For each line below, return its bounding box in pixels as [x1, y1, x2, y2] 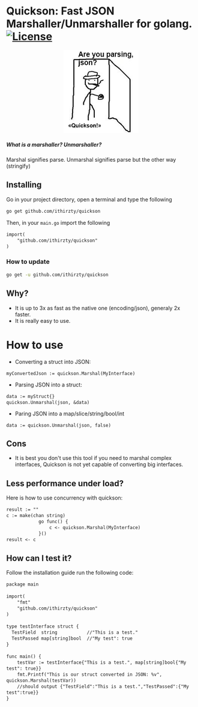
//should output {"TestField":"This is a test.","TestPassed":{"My [17, 684, 189, 690]
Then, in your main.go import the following [6, 219, 110, 226]
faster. [14, 311, 31, 318]
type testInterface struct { [6, 623, 79, 629]
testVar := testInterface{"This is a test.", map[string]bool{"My [17, 660, 187, 666]
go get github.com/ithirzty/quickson [6, 208, 101, 214]
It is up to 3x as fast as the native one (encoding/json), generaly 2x [14, 304, 181, 311]
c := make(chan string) [6, 513, 66, 519]
